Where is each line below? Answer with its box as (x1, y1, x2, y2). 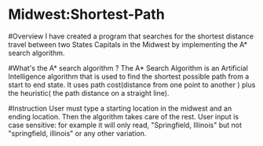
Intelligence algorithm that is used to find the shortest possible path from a (8, 71, 250, 81)
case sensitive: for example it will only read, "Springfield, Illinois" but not (8, 120, 242, 130)
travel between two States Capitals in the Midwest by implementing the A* (8, 39, 248, 49)
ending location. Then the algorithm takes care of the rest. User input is (8, 111, 239, 121)
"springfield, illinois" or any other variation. (8, 128, 147, 138)
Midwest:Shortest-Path (8, 5, 165, 24)
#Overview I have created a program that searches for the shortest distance (8, 31, 254, 41)
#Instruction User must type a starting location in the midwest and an (8, 104, 232, 113)
